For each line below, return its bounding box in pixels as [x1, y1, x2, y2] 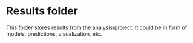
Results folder [6, 4, 79, 18]
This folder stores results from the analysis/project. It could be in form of [6, 24, 188, 31]
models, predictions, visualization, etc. [6, 30, 102, 37]
